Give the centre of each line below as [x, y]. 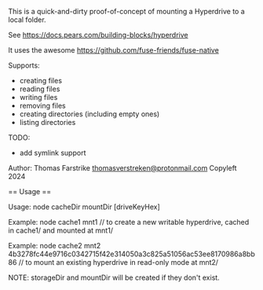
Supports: [24, 65]
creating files [41, 81]
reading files [40, 89]
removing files [42, 106]
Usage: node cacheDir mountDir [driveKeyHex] [84, 207]
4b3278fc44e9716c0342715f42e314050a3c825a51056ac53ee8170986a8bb [131, 254]
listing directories [47, 122]
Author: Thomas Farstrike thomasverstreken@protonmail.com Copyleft [122, 168]
